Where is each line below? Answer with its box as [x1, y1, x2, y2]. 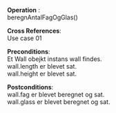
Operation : [7, 6, 40, 14]
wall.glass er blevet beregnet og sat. [7, 98, 110, 106]
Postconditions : [7, 83, 54, 91]
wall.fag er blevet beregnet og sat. [7, 90, 105, 98]
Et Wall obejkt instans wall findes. [7, 55, 102, 63]
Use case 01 [7, 34, 42, 42]
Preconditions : [7, 48, 50, 55]
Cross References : [7, 27, 62, 35]
